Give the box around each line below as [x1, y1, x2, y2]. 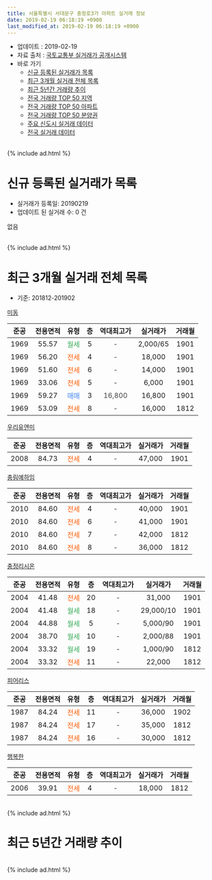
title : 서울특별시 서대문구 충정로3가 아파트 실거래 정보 [7, 10, 146, 17]
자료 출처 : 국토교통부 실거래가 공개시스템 [16, 51, 127, 59]
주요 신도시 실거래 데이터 [27, 119, 94, 128]
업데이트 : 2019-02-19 [16, 43, 77, 51]
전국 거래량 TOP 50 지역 [27, 94, 92, 102]
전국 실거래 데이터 [27, 128, 75, 137]
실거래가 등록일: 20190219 [16, 200, 89, 208]
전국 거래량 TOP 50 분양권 [27, 111, 98, 119]
